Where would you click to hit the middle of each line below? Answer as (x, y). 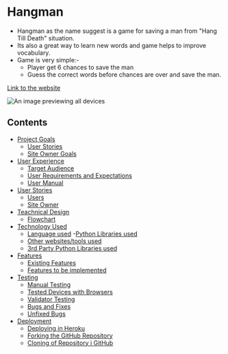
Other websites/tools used (64, 241)
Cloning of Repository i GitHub (70, 342)
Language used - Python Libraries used (83, 233)
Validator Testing (51, 299)
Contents (27, 123)
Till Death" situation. (46, 38)
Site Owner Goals (52, 153)
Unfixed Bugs (47, 314)
